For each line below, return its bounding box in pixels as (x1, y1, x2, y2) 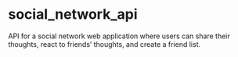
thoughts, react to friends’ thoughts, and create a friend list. (8, 39, 201, 48)
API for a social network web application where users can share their (8, 31, 231, 41)
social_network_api (8, 5, 138, 23)
